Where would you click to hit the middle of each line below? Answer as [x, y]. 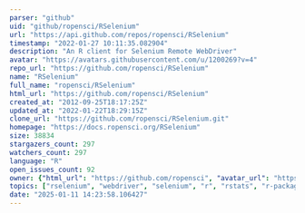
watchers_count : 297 [49, 152]
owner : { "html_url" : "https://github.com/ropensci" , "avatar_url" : [140, 178]
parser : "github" [42, 18]
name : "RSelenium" [44, 77]
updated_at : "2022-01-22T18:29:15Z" [79, 111]
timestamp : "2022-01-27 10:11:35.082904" [89, 43]
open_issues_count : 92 [52, 169]
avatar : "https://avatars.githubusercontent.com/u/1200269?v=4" [133, 60]
